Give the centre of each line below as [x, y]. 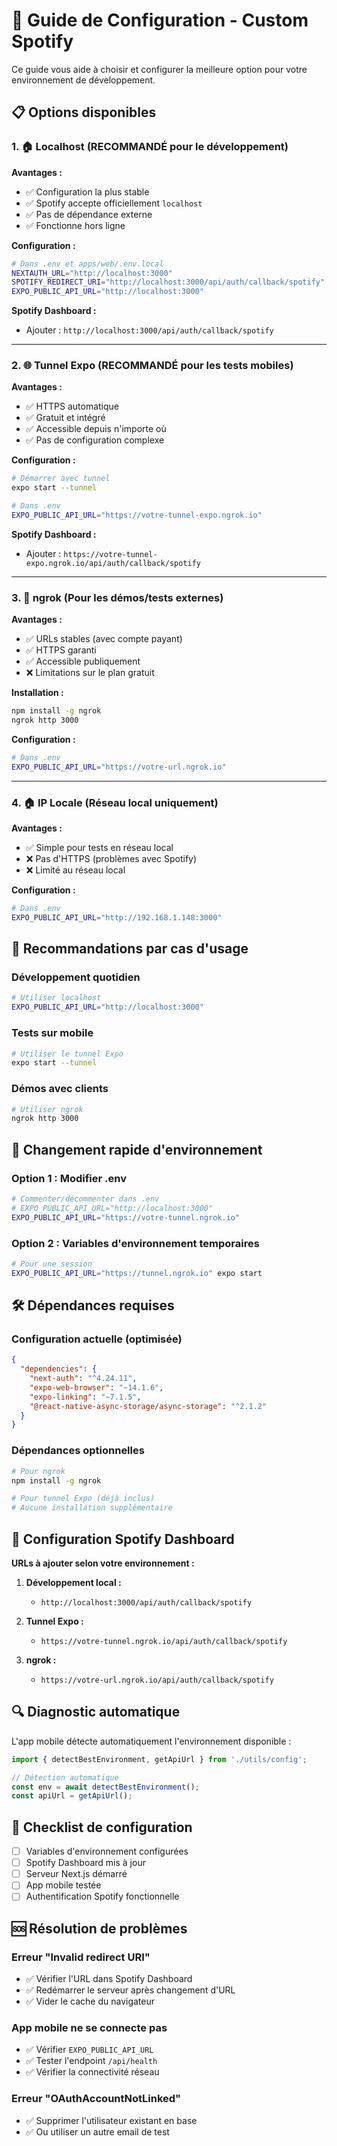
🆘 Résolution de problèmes [99, 1928]
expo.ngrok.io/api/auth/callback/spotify [113, 563]
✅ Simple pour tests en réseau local [99, 848]
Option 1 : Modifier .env [69, 1178]
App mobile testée [63, 1885]
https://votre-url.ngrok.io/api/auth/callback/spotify [157, 1680]
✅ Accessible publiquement [83, 661]
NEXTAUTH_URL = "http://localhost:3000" [92, 273]
